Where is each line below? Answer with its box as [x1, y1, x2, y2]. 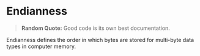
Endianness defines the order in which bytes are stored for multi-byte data [6, 36, 194, 43]
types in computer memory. [6, 43, 76, 50]
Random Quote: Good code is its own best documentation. [21, 24, 170, 32]
